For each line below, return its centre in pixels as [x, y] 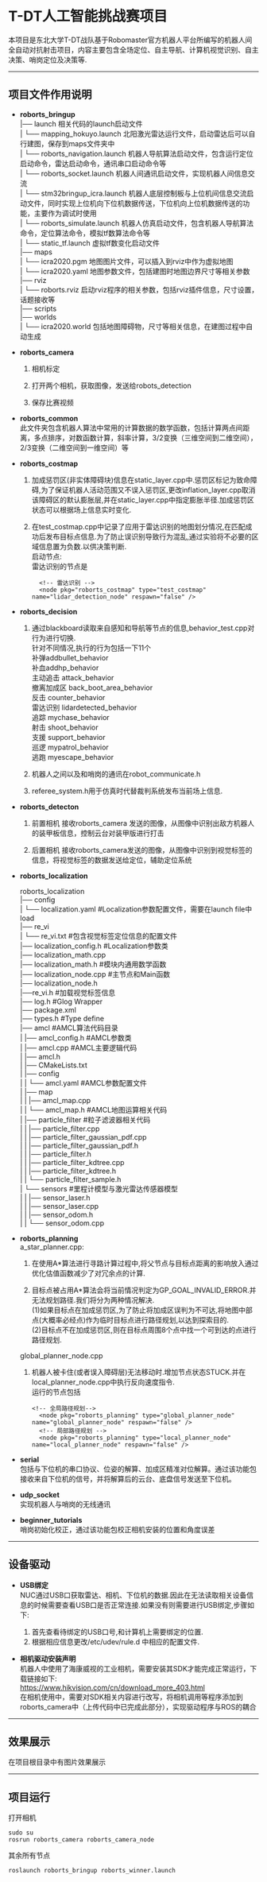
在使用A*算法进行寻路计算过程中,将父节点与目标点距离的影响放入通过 [145, 1263]
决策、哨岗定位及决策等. [48, 60]
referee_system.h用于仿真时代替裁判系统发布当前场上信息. [127, 791]
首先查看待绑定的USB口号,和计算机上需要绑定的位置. [118, 1632]
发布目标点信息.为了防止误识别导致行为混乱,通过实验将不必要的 [149, 536]
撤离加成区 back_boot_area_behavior [92, 687]
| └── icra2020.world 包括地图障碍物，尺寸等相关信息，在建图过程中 [133, 326]
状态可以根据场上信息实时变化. [81, 509]
